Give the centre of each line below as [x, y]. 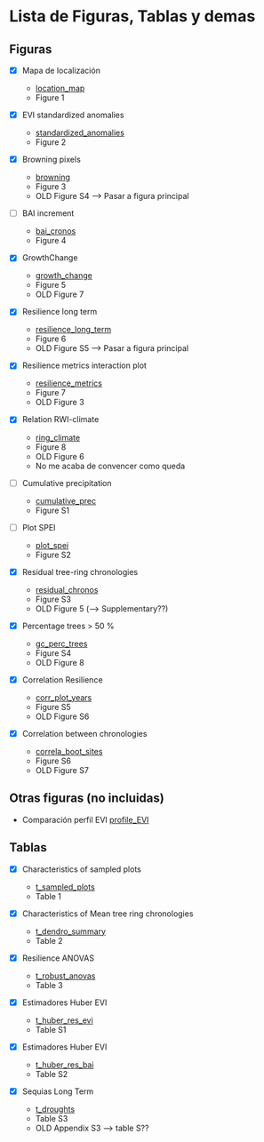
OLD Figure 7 [60, 294]
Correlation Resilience [63, 679]
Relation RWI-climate [60, 419]
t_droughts [55, 1109]
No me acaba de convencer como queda [110, 466]
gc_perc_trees [61, 643]
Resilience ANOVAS [58, 958]
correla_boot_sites [69, 751]
